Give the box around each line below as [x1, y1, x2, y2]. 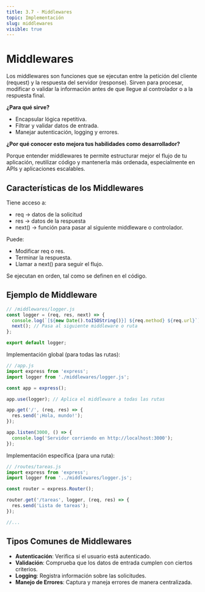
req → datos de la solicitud [15, 211, 82, 218]
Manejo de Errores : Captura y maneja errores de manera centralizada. [15, 578, 193, 586]
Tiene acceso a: [6, 199, 47, 206]
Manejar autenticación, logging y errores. [15, 129, 119, 136]
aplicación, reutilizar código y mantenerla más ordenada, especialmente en [6, 159, 195, 166]
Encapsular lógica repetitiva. [15, 115, 87, 123]
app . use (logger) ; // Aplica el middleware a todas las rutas [6, 396, 165, 402]
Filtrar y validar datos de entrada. [15, 122, 99, 129]
